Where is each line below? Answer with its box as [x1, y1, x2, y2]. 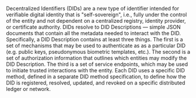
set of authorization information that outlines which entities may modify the [6, 55, 187, 61]
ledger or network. [6, 86, 51, 92]
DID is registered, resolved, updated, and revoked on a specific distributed [6, 79, 185, 86]
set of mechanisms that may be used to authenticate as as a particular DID [6, 42, 186, 49]
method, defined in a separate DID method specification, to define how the [6, 73, 186, 80]
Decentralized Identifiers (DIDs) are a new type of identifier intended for [6, 5, 180, 12]
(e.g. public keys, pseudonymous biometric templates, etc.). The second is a [6, 48, 191, 55]
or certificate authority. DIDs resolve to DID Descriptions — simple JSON [6, 23, 181, 30]
